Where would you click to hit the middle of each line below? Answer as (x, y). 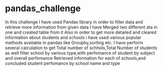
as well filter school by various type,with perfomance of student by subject (80, 53)
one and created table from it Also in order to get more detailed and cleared (81, 32)
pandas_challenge (43, 9)
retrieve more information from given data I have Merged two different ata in (81, 27)
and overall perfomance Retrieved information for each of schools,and (75, 58)
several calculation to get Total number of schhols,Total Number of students (81, 48)
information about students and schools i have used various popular (73, 37)
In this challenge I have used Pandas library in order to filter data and (74, 22)
